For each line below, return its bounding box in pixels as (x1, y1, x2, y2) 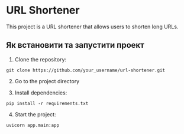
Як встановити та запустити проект (6, 40, 145, 50)
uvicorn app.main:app (6, 122, 60, 128)
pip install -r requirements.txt (6, 100, 89, 106)
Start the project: (14, 110, 56, 118)
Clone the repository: (14, 55, 67, 63)
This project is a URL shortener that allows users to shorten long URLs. (6, 23, 179, 30)
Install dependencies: (14, 89, 67, 96)
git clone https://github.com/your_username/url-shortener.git (6, 67, 166, 73)
